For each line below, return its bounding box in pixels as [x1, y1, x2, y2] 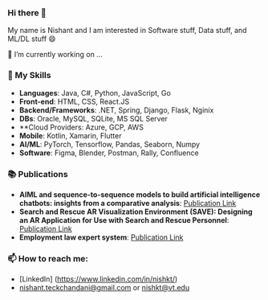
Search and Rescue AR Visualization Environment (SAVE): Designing [18, 207, 254, 216]
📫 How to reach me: [7, 253, 89, 264]
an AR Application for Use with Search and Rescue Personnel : [18, 215, 229, 224]
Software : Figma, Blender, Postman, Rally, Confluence [18, 148, 199, 158]
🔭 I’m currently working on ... [7, 50, 104, 60]
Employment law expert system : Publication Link [18, 232, 184, 242]
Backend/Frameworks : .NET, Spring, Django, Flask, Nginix [18, 105, 214, 115]
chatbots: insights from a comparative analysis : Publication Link [18, 198, 237, 208]
